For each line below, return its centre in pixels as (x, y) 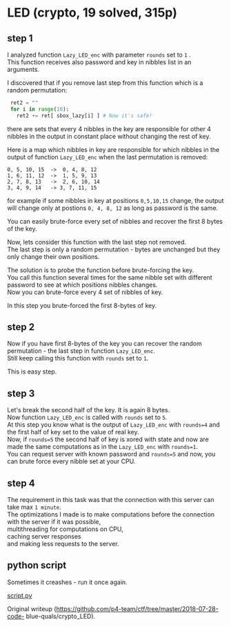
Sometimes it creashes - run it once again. (67, 582)
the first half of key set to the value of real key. (73, 432)
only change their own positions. (53, 256)
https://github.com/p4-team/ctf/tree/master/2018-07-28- (137, 608)
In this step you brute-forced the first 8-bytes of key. (82, 305)
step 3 (21, 393)
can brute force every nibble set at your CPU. (71, 461)
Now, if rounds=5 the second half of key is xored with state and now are (108, 439)
